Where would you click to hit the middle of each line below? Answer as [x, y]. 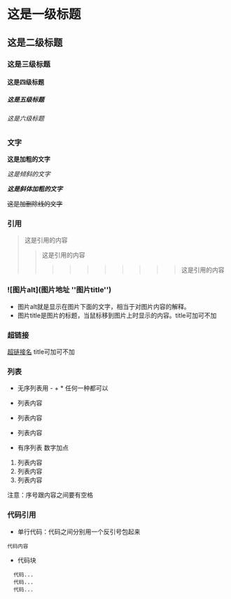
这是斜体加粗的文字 [35, 189]
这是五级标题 [26, 99]
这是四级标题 [26, 82]
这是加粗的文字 [29, 159]
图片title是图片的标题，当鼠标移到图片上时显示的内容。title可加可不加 [117, 315]
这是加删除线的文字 [35, 204]
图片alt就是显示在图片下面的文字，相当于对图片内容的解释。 [104, 306]
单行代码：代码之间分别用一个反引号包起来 [79, 531]
